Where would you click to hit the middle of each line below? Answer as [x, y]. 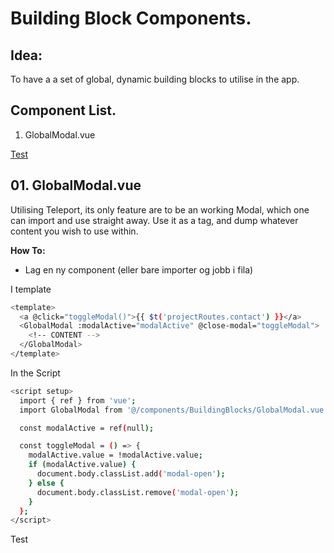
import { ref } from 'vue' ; [78, 400]
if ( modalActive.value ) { [82, 465]
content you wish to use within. [74, 231]
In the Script [35, 373]
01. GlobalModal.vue [76, 185]
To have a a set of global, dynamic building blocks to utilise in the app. [155, 79]
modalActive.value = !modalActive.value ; [115, 455]
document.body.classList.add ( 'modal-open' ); [131, 474]
